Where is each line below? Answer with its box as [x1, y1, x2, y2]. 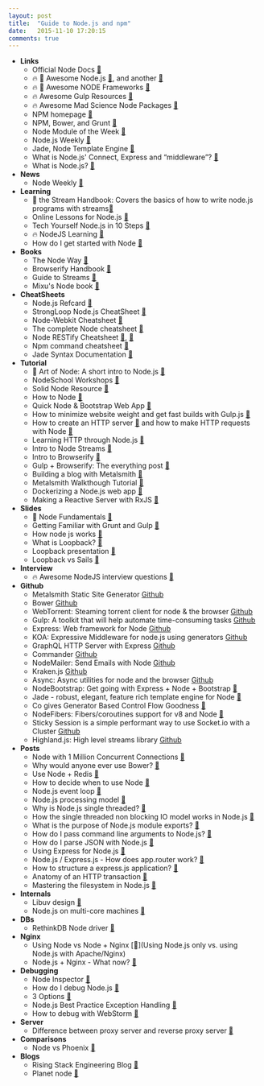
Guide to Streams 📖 [31, 273, 97, 283]
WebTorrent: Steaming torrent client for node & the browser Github [31, 607, 254, 617]
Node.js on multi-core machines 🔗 [31, 906, 146, 916]
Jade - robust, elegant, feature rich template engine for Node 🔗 [31, 692, 241, 702]
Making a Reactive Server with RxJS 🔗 [31, 495, 159, 505]
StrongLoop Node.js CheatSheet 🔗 [31, 307, 146, 316]
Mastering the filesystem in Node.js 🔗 [31, 881, 157, 890]
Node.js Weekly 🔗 [31, 135, 91, 145]
